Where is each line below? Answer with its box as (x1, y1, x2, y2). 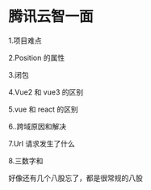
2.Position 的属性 (8, 53, 65, 62)
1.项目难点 (8, 36, 42, 45)
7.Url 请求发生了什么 (8, 138, 75, 148)
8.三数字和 (8, 155, 44, 166)
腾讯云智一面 (8, 7, 94, 26)
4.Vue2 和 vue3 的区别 (8, 87, 84, 97)
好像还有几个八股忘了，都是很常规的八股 (8, 173, 143, 183)
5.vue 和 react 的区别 (8, 104, 78, 114)
